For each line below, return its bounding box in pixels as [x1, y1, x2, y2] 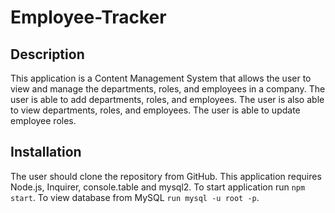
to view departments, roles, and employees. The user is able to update [10, 104, 301, 116]
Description [10, 46, 85, 63]
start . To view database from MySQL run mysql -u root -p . [10, 191, 260, 203]
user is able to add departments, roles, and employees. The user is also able [10, 94, 325, 105]
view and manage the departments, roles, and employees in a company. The [10, 83, 326, 95]
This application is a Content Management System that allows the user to [10, 72, 312, 84]
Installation [10, 144, 82, 161]
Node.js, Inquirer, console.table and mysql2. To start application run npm [10, 181, 306, 193]
